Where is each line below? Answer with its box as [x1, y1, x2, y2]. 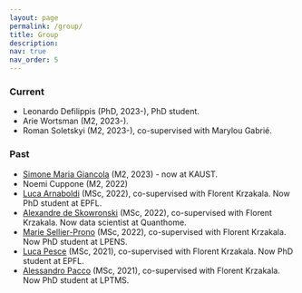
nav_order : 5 [9, 55, 59, 64]
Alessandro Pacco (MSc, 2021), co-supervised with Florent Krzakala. [22, 265, 281, 276]
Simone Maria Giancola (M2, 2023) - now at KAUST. [22, 169, 219, 180]
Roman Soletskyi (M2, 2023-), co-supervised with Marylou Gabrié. [22, 125, 272, 136]
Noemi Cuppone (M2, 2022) [22, 178, 129, 189]
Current [9, 85, 45, 98]
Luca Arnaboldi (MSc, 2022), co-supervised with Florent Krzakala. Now [22, 188, 290, 199]
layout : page [9, 13, 59, 23]
